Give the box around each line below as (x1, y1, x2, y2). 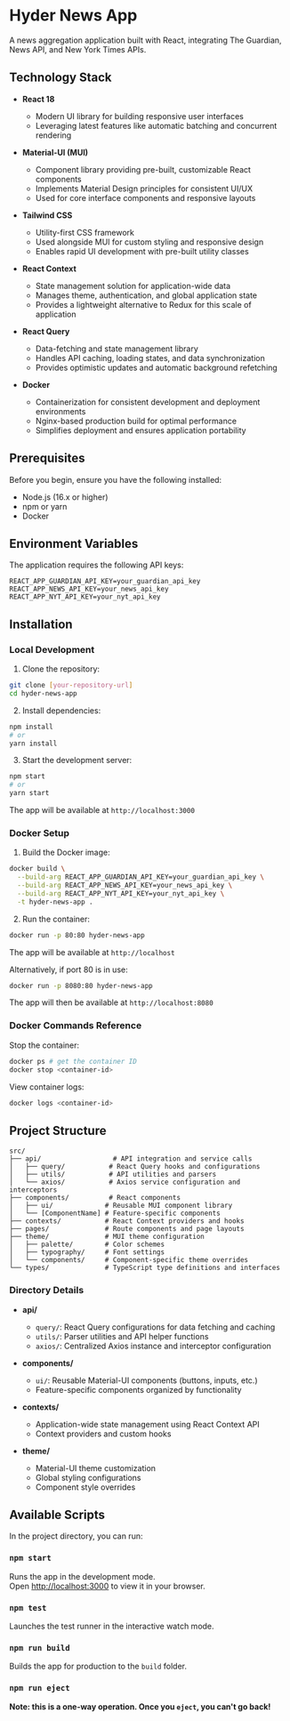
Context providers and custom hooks (35, 1428, 172, 1439)
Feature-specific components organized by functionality (35, 1384, 242, 1395)
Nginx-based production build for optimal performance (35, 415, 238, 426)
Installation (9, 616, 73, 631)
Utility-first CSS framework (35, 227, 135, 237)
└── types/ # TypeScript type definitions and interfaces (9, 1264, 280, 1273)
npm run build (9, 1643, 70, 1653)
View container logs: (9, 1082, 85, 1092)
